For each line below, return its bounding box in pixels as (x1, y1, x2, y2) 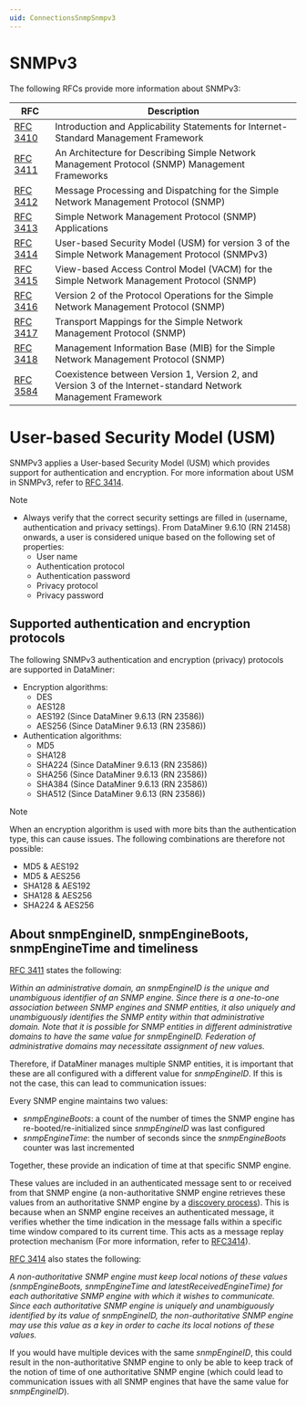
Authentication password (36, 570, 130, 581)
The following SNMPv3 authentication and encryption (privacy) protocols (9, 655, 284, 666)
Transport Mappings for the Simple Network (54, 315, 243, 328)
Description (147, 104, 200, 117)
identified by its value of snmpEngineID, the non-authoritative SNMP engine (9, 1310, 294, 1321)
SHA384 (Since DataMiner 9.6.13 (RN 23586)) (36, 779, 208, 790)
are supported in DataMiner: (9, 664, 116, 676)
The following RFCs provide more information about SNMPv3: (9, 83, 241, 94)
